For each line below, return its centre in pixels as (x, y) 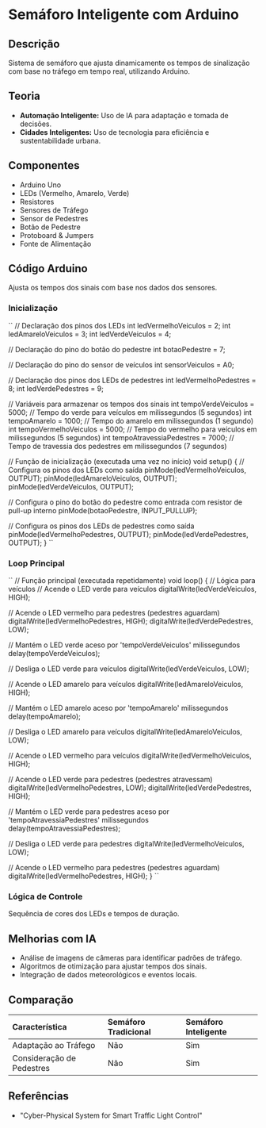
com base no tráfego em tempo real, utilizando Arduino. (99, 71)
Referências (39, 1096)
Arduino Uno (40, 185)
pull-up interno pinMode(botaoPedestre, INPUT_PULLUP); (103, 510)
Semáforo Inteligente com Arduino (124, 15)
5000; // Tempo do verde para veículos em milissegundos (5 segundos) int (130, 412)
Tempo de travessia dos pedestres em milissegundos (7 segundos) (118, 446)
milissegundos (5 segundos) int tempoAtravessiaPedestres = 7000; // (122, 437)
